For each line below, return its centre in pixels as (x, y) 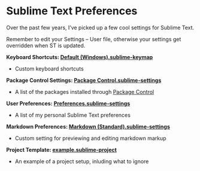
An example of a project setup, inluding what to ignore (82, 161)
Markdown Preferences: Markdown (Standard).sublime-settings (88, 126)
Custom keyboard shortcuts (49, 68)
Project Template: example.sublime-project (61, 149)
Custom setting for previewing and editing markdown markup (90, 138)
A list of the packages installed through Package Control (84, 91)
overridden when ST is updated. (46, 45)
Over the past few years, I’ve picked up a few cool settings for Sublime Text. (100, 28)
